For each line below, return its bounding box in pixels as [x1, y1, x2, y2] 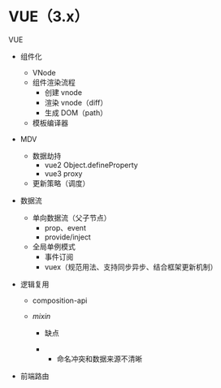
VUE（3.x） [8, 7, 89, 26]
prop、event [44, 222, 87, 232]
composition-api [32, 295, 88, 305]
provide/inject [44, 232, 91, 242]
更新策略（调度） [32, 178, 90, 188]
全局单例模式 [32, 241, 76, 252]
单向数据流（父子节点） [32, 213, 111, 222]
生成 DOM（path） [44, 107, 108, 118]
